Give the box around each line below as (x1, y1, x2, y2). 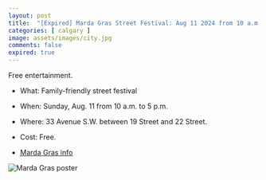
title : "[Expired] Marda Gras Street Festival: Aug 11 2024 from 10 (8, 19, 244, 27)
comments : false (8, 41, 62, 49)
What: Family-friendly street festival (19, 86, 138, 96)
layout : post (8, 11, 52, 20)
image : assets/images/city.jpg (8, 33, 112, 42)
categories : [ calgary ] (8, 26, 91, 34)
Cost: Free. (19, 132, 57, 142)
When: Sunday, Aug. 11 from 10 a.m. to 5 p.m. (19, 101, 169, 111)
